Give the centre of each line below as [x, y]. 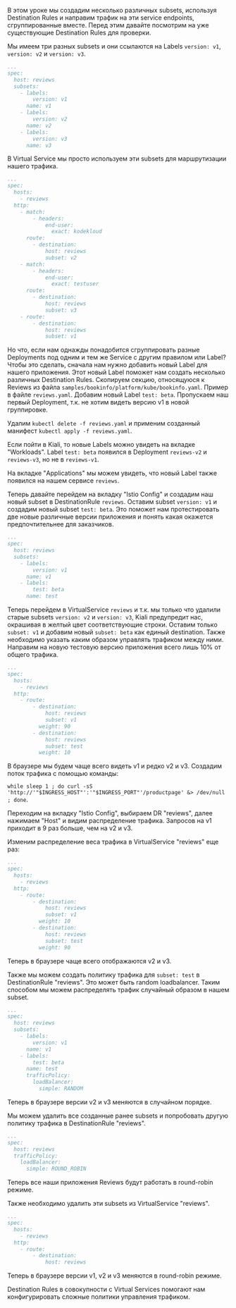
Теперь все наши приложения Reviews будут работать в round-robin [110, 1183]
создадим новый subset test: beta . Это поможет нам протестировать [113, 510]
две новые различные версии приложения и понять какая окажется [110, 517]
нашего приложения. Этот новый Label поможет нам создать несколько [116, 372]
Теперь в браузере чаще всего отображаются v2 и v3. [89, 961]
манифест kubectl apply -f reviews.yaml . [70, 431]
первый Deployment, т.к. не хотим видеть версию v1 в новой [98, 402]
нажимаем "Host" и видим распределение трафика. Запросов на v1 [110, 821]
